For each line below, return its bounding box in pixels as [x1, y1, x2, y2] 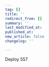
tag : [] [5, 7, 21, 12]
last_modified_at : [5, 25, 42, 30]
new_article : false [5, 34, 45, 39]
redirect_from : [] [5, 16, 42, 21]
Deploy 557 [5, 56, 28, 62]
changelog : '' [5, 39, 34, 44]
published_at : [5, 30, 34, 34]
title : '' [5, 12, 25, 17]
